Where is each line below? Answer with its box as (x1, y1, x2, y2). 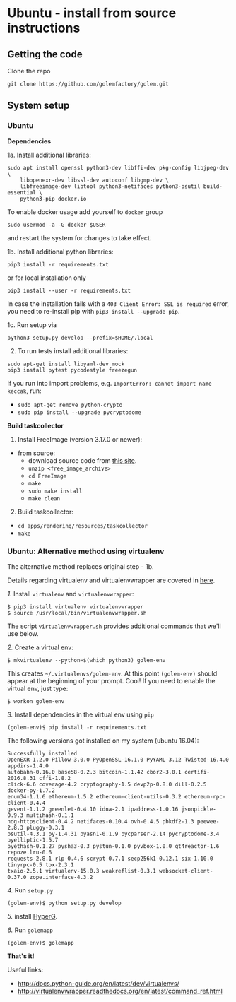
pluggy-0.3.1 (25, 824, 65, 831)
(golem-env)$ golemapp (7, 939, 74, 946)
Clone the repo (7, 67, 51, 75)
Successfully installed (7, 750, 78, 757)
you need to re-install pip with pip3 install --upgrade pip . (7, 307, 180, 315)
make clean (28, 495, 61, 502)
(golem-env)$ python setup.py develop (7, 900, 122, 907)
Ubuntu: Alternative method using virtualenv (7, 546, 165, 556)
